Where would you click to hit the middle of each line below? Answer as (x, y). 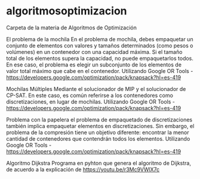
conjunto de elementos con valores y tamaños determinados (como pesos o (100, 45)
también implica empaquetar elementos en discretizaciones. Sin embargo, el (100, 126)
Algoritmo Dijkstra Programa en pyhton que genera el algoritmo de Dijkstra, (99, 163)
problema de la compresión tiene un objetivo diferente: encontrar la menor (98, 132)
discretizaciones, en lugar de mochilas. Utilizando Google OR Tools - (90, 101)
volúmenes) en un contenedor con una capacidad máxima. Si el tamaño (94, 51)
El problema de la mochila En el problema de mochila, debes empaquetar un (100, 39)
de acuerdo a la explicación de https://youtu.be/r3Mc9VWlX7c (83, 169)
